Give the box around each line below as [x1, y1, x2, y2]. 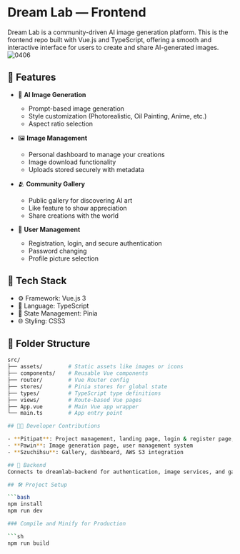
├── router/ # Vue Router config [7, 376, 130, 383]
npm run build [7, 540, 50, 547]
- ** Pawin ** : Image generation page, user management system [7, 442, 194, 449]
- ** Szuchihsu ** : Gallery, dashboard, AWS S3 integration [7, 448, 184, 455]
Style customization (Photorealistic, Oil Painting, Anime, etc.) [28, 111, 207, 120]
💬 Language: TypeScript [17, 301, 89, 310]
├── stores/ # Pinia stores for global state [7, 383, 168, 390]
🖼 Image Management [17, 134, 88, 142]
